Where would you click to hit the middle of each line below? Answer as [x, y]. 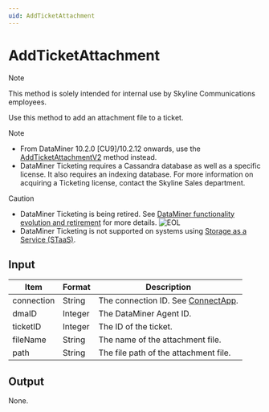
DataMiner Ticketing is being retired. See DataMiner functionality [127, 214]
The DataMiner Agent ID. [145, 314]
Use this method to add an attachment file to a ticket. [96, 117]
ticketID [27, 327]
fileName [29, 340]
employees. [27, 102]
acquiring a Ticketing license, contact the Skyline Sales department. [132, 182]
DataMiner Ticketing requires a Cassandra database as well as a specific [140, 165]
